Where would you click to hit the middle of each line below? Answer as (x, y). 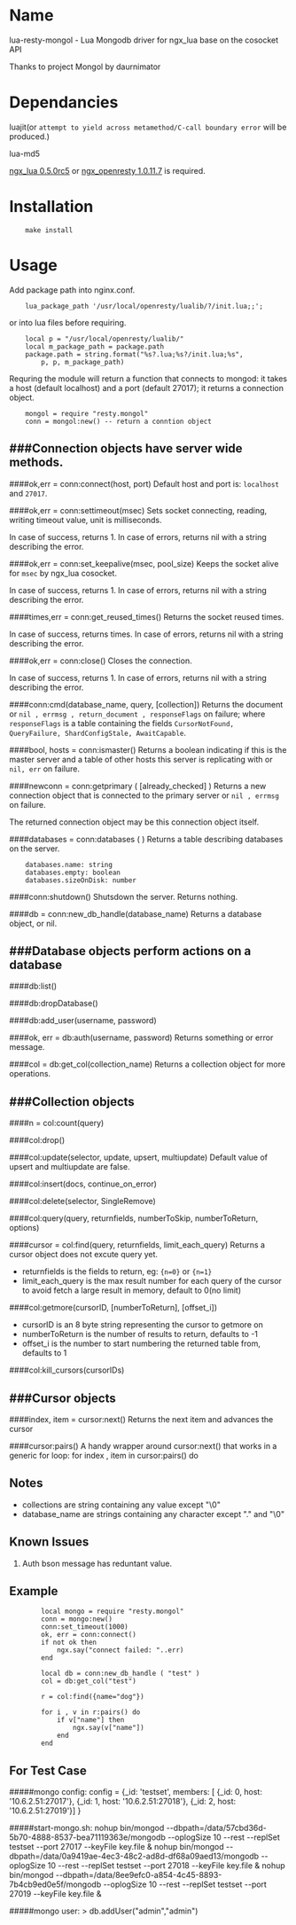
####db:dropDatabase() (54, 1004)
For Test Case (48, 1770)
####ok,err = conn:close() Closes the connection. (101, 661)
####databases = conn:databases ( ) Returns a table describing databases (146, 839)
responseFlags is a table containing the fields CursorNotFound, (122, 723)
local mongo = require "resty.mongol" (113, 1612)
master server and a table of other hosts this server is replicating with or (141, 759)
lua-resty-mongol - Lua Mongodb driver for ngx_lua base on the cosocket (144, 40)
